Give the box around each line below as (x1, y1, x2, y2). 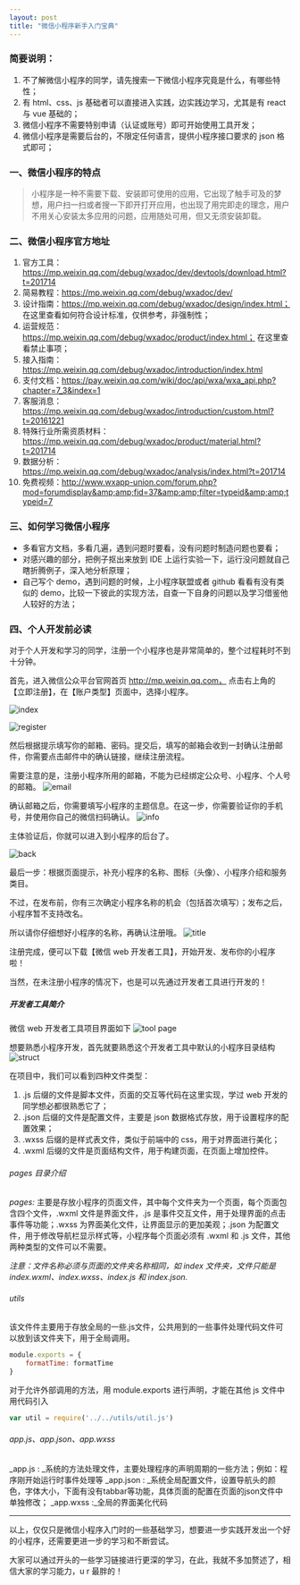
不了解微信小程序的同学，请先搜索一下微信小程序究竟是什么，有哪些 (21, 74, 273, 85)
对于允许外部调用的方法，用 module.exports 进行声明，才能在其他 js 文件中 (9, 1384, 286, 1395)
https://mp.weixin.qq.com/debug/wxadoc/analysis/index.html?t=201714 (21, 466, 286, 477)
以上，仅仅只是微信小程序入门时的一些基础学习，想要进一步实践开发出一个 (9, 1524, 283, 1535)
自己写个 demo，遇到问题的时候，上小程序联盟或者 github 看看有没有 (21, 576, 277, 587)
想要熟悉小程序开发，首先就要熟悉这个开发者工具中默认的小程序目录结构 (9, 1041, 275, 1052)
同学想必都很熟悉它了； (21, 1100, 109, 1111)
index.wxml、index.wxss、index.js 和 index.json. (9, 1272, 188, 1283)
